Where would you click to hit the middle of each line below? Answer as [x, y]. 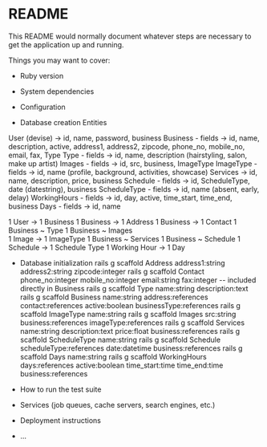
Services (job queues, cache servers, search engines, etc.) [117, 404]
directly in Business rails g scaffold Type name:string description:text [134, 288]
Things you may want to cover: [59, 60]
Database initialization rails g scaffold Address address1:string [123, 262]
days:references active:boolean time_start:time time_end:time [121, 365]
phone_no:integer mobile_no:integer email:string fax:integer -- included [138, 280]
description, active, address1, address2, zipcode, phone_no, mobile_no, [127, 146]
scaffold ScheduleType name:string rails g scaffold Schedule [120, 339]
